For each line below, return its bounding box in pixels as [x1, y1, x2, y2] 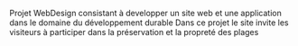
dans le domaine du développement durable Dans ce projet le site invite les [9, 17, 289, 28]
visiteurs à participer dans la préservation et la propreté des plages [9, 27, 259, 37]
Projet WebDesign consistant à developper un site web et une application [9, 8, 282, 18]
